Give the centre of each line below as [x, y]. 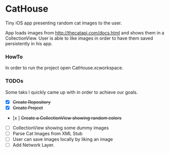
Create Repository [31, 102]
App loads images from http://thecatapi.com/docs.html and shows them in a [85, 33]
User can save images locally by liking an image [63, 139]
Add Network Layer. [33, 145]
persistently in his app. [29, 43]
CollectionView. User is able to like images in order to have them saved [79, 38]
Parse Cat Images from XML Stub [47, 133]
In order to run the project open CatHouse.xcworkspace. [64, 68]
